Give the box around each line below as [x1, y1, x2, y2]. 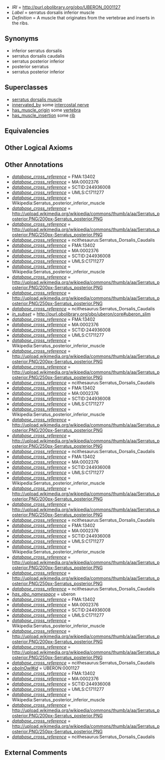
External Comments [4, 748, 67, 757]
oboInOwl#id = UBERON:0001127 [11, 665, 80, 671]
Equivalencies [4, 127, 49, 135]
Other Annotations [4, 160, 63, 169]
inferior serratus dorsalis [11, 47, 62, 54]
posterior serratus [11, 63, 49, 69]
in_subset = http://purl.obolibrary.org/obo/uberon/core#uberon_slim [11, 311, 151, 317]
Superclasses [4, 83, 48, 92]
